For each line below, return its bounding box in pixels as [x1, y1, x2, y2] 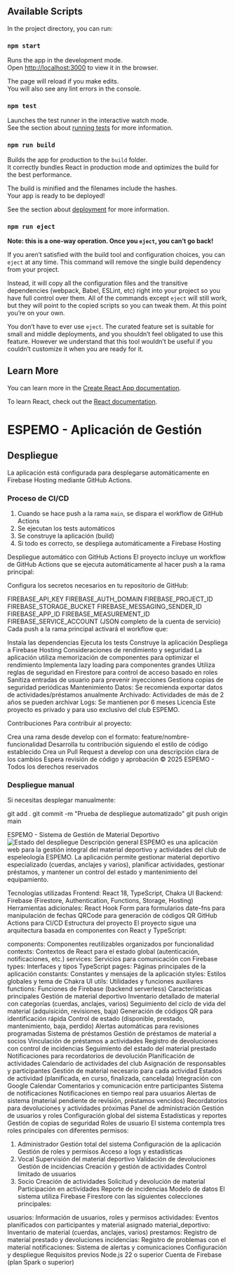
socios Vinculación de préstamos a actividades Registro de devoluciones [7, 1037, 219, 1046]
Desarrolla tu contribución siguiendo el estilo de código [48, 740, 208, 748]
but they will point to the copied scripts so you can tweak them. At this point [7, 301, 227, 310]
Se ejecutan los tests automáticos [17, 525, 116, 533]
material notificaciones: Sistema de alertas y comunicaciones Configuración [7, 1243, 227, 1252]
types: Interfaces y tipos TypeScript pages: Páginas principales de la [7, 962, 206, 971]
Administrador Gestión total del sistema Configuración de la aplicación [17, 1140, 222, 1149]
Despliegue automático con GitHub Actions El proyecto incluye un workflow [7, 553, 226, 561]
